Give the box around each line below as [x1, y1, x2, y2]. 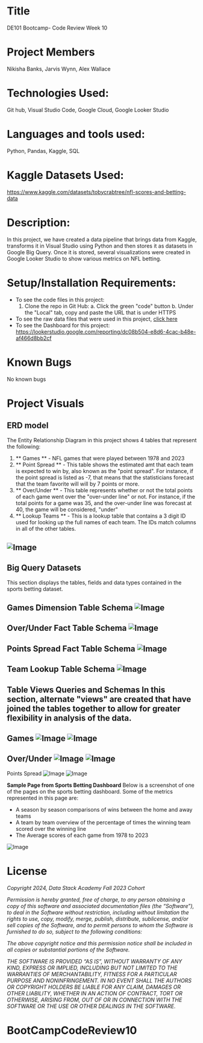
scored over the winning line [15, 825, 87, 832]
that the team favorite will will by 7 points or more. [15, 480, 140, 487]
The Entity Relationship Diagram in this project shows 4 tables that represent [7, 436, 197, 443]
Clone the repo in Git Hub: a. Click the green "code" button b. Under [24, 302, 194, 310]
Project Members [7, 45, 95, 59]
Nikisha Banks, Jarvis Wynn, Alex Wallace [7, 65, 111, 72]
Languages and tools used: [7, 128, 145, 141]
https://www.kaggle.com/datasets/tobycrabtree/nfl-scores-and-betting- [7, 188, 186, 195]
